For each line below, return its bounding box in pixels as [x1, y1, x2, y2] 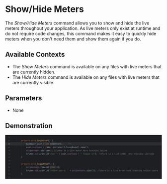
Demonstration [5, 121, 53, 130]
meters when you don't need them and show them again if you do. [5, 36, 141, 42]
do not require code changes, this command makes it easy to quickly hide [5, 30, 157, 36]
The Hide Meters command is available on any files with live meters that [12, 74, 160, 80]
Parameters [5, 94, 42, 103]
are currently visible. [12, 79, 55, 85]
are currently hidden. [12, 69, 56, 75]
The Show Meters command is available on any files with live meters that [12, 63, 162, 69]
